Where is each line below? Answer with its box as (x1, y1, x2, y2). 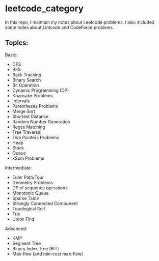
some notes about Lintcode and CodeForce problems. (5, 24, 114, 30)
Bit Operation (12, 82, 39, 88)
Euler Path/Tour (12, 174, 44, 180)
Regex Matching (12, 124, 46, 130)
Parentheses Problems (12, 103, 58, 109)
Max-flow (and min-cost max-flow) (12, 251, 83, 257)
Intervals (12, 98, 30, 104)
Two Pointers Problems (12, 134, 59, 140)
